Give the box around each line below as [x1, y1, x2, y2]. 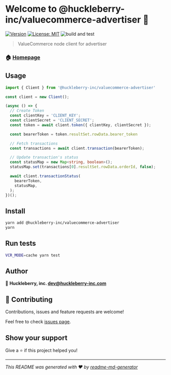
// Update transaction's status [10, 155, 79, 160]
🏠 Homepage [5, 54, 41, 61]
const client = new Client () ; [5, 94, 70, 100]
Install [5, 206, 25, 215]
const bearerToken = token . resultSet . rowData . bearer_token [10, 131, 138, 137]
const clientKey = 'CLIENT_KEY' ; [10, 113, 81, 118]
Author [5, 267, 28, 276]
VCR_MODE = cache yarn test [5, 252, 60, 258]
